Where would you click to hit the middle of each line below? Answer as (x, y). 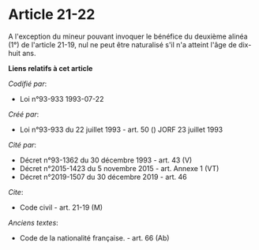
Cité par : (23, 144)
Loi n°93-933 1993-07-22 (62, 99)
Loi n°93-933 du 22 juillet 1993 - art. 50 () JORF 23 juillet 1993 (121, 129)
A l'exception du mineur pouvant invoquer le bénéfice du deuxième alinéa (128, 36)
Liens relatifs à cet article (51, 68)
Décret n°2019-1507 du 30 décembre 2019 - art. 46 (103, 177)
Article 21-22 (52, 15)
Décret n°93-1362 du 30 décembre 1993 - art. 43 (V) (106, 160)
